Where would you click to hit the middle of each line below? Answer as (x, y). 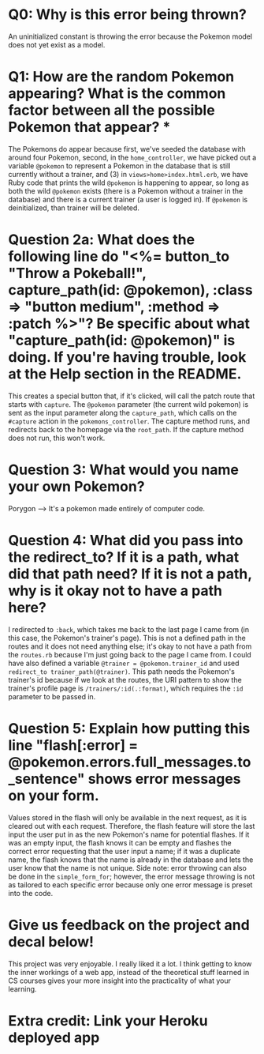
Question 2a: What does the (102, 240)
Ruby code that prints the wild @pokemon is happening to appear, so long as (129, 183)
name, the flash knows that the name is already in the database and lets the (131, 860)
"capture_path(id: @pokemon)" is (122, 341)
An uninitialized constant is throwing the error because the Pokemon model (130, 36)
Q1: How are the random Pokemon (121, 77)
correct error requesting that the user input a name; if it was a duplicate (124, 851)
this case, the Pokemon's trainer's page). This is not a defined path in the (127, 638)
